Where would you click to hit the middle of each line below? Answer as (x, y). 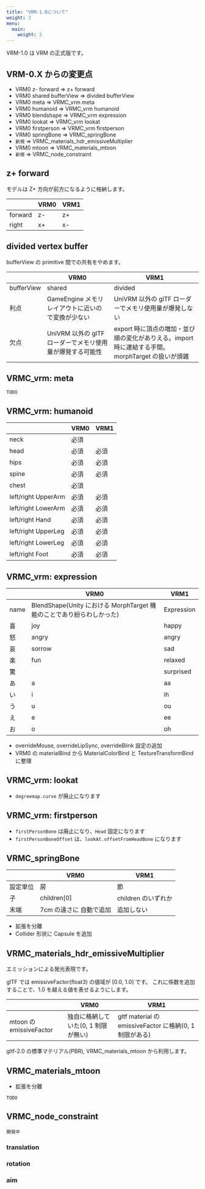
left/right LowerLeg (37, 543)
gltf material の (139, 1016)
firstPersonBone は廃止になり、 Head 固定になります (80, 831)
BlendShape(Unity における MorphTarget (90, 605)
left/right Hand (30, 520)
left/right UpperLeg (37, 531)
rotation (18, 1163)
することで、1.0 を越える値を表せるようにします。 (69, 990)
